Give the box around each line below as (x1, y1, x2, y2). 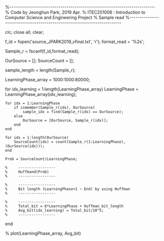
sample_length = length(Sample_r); (5, 67, 76, 73)
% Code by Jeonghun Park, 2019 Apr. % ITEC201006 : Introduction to (5, 9, 146, 15)
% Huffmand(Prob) (5, 169, 49, 174)
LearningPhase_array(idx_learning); (5, 92, 77, 97)
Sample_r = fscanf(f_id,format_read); (5, 48, 80, 54)
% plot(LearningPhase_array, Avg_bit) (5, 230, 81, 236)
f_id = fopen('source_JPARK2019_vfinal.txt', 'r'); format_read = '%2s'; (5, 39, 145, 45)
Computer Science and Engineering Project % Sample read (5, 15, 125, 20)
